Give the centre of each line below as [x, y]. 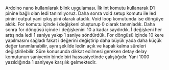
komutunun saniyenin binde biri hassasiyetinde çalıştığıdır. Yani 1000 [77, 57]
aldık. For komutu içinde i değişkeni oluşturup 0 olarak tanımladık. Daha [80, 24]
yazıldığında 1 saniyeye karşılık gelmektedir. [51, 62]
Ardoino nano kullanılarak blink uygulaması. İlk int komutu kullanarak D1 [80, 8]
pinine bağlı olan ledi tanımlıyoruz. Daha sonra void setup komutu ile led [81, 13]
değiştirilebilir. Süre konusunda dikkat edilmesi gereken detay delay [76, 51]
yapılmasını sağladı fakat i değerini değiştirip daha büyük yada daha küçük [83, 40]
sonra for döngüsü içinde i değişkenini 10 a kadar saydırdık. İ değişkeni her [84, 30]
